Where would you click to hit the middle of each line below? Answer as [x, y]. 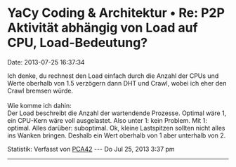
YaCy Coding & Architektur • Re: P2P [116, 13]
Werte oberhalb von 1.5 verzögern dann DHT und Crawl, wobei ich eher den [117, 83]
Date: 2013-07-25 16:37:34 [46, 62]
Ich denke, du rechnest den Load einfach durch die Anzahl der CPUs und [113, 76]
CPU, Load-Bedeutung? [78, 43]
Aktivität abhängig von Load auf [103, 28]
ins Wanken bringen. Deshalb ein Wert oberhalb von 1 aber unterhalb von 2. [117, 135]
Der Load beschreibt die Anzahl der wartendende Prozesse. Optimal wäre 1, [117, 113]
